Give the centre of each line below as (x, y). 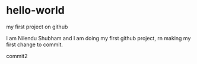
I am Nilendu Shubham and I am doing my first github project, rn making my (99, 38)
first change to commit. (35, 44)
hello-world (36, 10)
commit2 (17, 56)
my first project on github (37, 27)
